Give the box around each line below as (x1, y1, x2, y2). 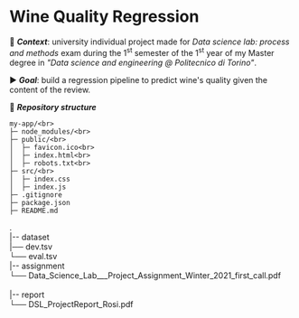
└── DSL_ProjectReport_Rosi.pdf (9, 298, 134, 309)
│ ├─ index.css (9, 174, 70, 183)
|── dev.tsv (9, 241, 52, 252)
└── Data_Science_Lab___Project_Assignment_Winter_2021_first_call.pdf (9, 269, 282, 281)
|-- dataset (9, 231, 50, 242)
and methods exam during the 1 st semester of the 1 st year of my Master (9, 45, 275, 58)
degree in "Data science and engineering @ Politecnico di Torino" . (9, 57, 257, 68)
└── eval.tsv (9, 250, 58, 261)
